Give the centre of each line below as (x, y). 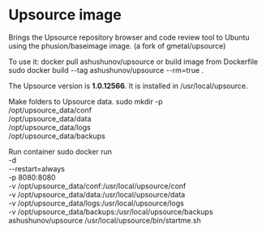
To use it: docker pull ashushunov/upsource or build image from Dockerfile (133, 61)
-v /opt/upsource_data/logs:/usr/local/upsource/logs (96, 203)
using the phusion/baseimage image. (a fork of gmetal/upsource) (117, 45)
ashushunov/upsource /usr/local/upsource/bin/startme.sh (105, 220)
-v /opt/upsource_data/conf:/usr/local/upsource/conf (97, 186)
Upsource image (65, 15)
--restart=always (36, 168)
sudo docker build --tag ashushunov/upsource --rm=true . (106, 70)
